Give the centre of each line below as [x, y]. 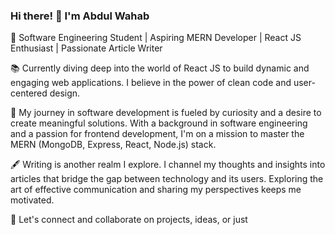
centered [29, 93]
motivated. [32, 200]
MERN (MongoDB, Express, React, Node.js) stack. [113, 145]
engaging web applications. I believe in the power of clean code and [151, 83]
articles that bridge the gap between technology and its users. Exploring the [167, 179]
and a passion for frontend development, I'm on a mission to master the [157, 134]
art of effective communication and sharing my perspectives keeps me [156, 190]
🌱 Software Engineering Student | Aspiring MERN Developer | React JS [156, 38]
